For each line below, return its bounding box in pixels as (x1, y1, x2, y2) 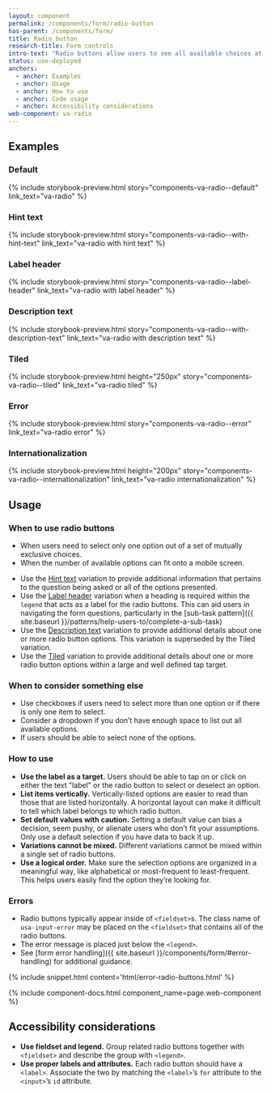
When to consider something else (8, 680, 144, 691)
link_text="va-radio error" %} (8, 427, 106, 438)
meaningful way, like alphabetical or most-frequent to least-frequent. (19, 866, 251, 876)
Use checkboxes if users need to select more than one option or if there (19, 699, 260, 708)
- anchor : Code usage (15, 95, 89, 103)
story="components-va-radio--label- (127, 277, 252, 287)
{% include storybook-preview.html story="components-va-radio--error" (8, 419, 252, 429)
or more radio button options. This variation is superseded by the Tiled (19, 634, 256, 644)
